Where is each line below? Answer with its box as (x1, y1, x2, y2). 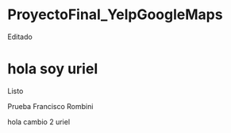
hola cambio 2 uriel (7, 117, 71, 127)
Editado (7, 32, 33, 41)
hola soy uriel (7, 60, 98, 78)
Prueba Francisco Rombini (7, 101, 94, 111)
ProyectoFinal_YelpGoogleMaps (7, 6, 223, 24)
